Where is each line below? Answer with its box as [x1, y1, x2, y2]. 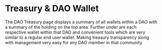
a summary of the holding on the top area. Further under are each [5, 24, 137, 30]
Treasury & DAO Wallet [5, 3, 99, 14]
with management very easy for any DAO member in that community [5, 39, 143, 45]
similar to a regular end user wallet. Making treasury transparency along [5, 34, 149, 40]
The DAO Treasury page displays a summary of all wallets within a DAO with [5, 19, 158, 25]
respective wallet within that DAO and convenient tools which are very [5, 29, 145, 35]
